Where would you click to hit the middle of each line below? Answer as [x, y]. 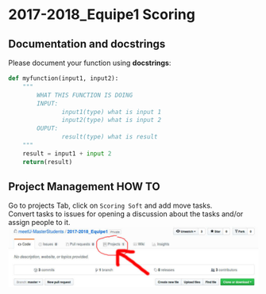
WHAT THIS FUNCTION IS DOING [85, 95]
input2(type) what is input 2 [111, 120]
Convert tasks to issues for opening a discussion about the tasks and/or [126, 214]
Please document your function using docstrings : [90, 63]
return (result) [48, 162]
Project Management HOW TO [84, 187]
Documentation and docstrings [87, 44]
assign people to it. [39, 223]
